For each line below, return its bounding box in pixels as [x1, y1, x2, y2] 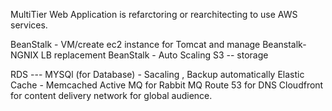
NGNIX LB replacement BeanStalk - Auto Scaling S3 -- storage [10, 49, 269, 61]
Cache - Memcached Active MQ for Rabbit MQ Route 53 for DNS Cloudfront [10, 79, 324, 91]
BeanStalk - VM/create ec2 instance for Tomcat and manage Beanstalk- [10, 39, 307, 50]
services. [10, 19, 48, 31]
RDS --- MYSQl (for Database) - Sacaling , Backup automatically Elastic [10, 69, 305, 80]
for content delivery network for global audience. [10, 90, 213, 101]
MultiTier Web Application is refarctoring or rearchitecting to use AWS [10, 9, 298, 20]
